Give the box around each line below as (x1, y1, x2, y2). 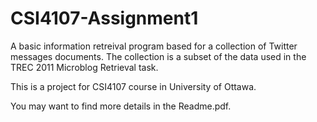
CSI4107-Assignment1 (10, 7, 199, 30)
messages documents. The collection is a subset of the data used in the (10, 50, 307, 62)
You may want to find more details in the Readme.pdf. (10, 100, 232, 112)
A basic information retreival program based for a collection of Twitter (10, 40, 298, 52)
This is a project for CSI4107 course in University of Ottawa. (10, 80, 257, 92)
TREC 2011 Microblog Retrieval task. (10, 61, 159, 73)
